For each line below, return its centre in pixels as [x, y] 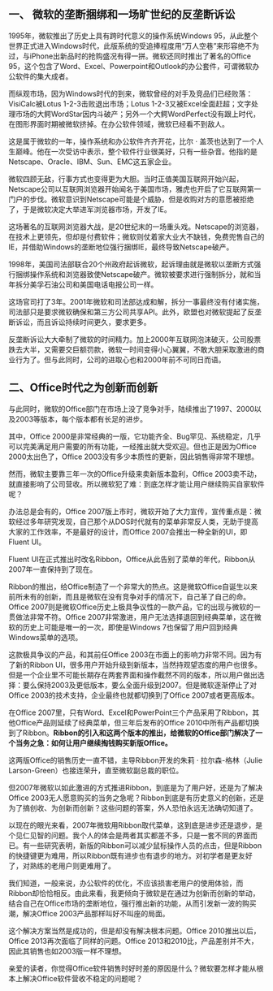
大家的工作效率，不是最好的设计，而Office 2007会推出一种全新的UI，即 [128, 531]
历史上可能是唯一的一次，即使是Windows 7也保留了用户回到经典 [130, 627]
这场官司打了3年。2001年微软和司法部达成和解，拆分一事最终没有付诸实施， [136, 301]
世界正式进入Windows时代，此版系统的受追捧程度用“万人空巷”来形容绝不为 [134, 45]
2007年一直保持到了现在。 [53, 569]
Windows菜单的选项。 [45, 637]
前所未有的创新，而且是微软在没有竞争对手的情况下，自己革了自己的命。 [129, 596]
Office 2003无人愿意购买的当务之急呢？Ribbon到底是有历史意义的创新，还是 [136, 798]
